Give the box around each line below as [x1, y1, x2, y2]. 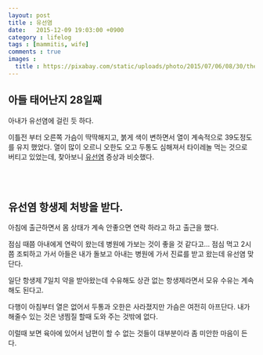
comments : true [8, 48, 61, 56]
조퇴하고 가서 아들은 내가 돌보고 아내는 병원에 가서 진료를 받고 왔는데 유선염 [16, 249, 247, 259]
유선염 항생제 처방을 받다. [8, 201, 124, 214]
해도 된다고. [8, 285, 45, 295]
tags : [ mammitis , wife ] [8, 41, 89, 49]
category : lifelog [8, 33, 72, 42]
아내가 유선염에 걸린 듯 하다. [8, 115, 94, 125]
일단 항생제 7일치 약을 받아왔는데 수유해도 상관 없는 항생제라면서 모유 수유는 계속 [8, 276, 254, 285]
